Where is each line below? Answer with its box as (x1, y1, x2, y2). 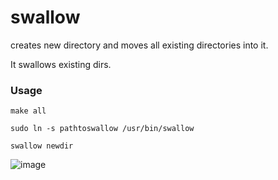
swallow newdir (10, 141, 74, 151)
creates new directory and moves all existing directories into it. (10, 39, 269, 51)
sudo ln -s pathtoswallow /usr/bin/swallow (10, 124, 195, 134)
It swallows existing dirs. (10, 58, 112, 70)
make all (10, 106, 47, 116)
